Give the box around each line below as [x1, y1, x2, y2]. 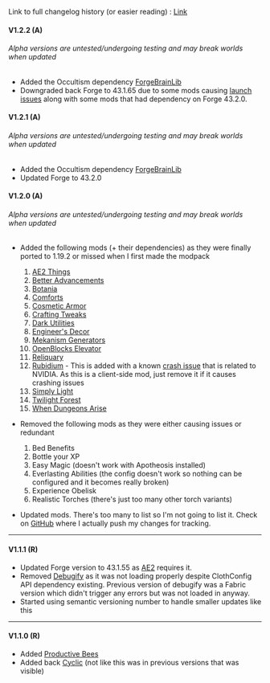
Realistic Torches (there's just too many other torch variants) [31, 494, 233, 505]
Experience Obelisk [31, 486, 97, 496]
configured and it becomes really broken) [31, 477, 170, 487]
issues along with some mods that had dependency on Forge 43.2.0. [19, 94, 247, 104]
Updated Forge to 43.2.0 [19, 173, 102, 182]
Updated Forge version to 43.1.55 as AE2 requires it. [19, 562, 193, 572]
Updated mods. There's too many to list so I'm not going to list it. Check [19, 510, 258, 520]
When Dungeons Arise [31, 403, 107, 413]
